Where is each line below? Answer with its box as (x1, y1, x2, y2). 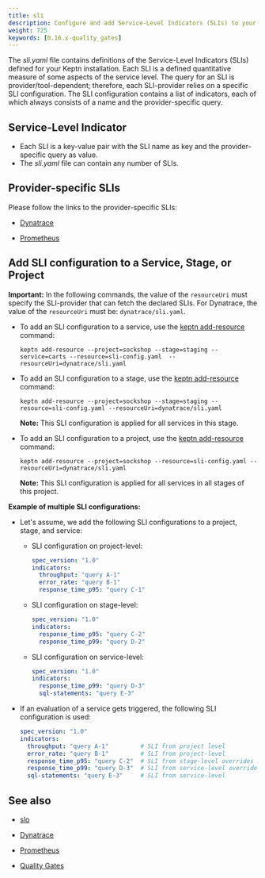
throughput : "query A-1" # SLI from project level (27, 742, 226, 750)
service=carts (19, 352, 66, 361)
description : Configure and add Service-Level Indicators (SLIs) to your (8, 19, 257, 27)
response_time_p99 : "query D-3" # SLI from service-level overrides (27, 765, 261, 773)
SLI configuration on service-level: (31, 652, 144, 661)
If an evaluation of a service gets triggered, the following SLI (19, 704, 217, 714)
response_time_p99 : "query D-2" (38, 638, 146, 646)
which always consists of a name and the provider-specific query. (8, 98, 223, 107)
